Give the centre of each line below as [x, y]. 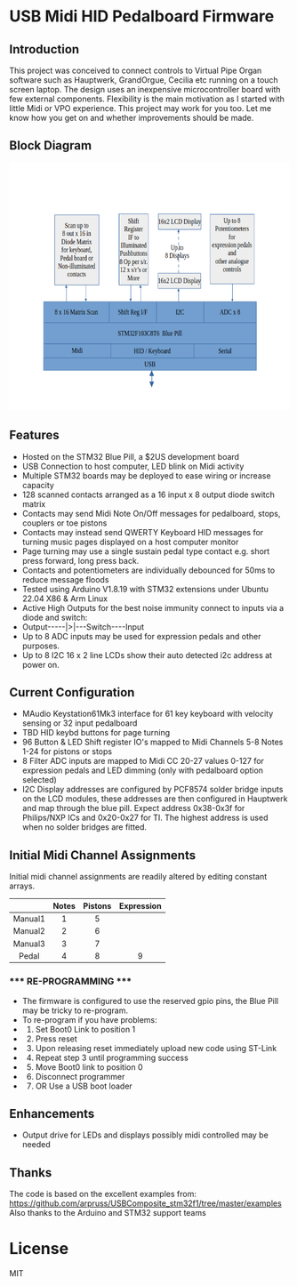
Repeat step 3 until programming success [112, 1057]
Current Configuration [72, 692]
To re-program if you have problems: [89, 1019]
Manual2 [29, 931]
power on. [40, 664]
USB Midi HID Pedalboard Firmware [142, 16]
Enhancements [52, 1113]
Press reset [56, 1039]
